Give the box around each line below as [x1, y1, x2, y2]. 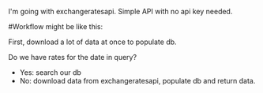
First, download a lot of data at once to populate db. [8, 37, 177, 46]
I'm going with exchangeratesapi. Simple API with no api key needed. [8, 7, 233, 16]
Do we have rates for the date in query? [8, 53, 137, 61]
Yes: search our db [19, 68, 81, 77]
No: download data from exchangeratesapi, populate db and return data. [19, 76, 256, 85]
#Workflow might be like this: [8, 22, 103, 31]
